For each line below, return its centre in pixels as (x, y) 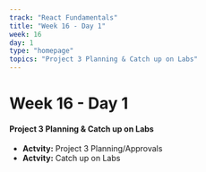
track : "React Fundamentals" (64, 17)
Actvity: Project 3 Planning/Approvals (92, 149)
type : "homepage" (42, 51)
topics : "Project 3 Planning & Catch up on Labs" (104, 59)
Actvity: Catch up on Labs (71, 159)
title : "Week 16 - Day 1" (57, 26)
